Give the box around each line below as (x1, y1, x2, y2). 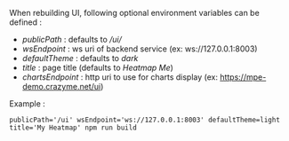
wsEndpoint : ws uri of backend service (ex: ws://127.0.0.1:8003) (21, 43, 258, 54)
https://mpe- (219, 72, 267, 82)
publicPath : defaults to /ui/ (21, 35, 123, 44)
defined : (9, 17, 43, 27)
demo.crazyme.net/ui (21, 82, 101, 91)
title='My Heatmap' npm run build (9, 123, 138, 132)
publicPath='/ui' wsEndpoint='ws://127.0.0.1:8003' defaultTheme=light (9, 115, 280, 124)
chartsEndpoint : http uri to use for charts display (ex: (21, 72, 218, 82)
